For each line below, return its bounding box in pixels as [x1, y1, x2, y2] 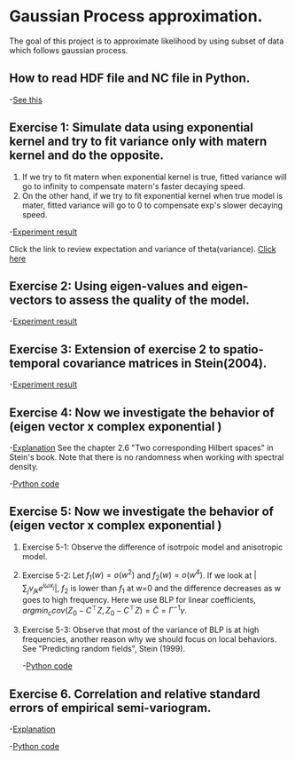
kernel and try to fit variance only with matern [9, 134, 268, 149]
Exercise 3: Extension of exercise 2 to [9, 342, 221, 357]
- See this [9, 94, 43, 105]
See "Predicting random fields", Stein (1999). [21, 644, 186, 654]
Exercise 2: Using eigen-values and [9, 278, 209, 294]
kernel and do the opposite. [9, 148, 164, 163]
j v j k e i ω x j [27, 582, 55, 596]
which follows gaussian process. [9, 44, 128, 55]
